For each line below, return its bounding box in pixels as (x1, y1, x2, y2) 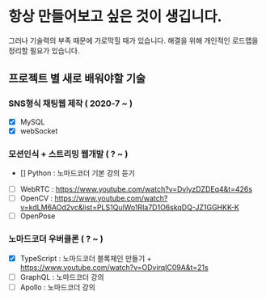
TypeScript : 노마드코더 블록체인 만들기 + (19, 253, 152, 263)
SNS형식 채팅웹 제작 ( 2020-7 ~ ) (8, 98, 133, 109)
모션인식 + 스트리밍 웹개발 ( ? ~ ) (8, 148, 129, 159)
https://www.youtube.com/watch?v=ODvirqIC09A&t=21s (19, 262, 209, 272)
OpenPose (19, 211, 56, 221)
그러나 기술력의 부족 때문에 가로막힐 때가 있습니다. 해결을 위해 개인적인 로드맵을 (8, 36, 259, 45)
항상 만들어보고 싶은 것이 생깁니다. (8, 7, 222, 26)
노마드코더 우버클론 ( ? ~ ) (8, 234, 103, 245)
